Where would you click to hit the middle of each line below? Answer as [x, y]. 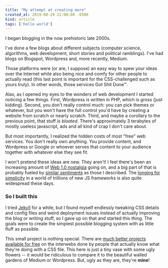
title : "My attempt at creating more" [46, 10]
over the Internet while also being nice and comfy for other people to [76, 74]
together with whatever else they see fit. [47, 152]
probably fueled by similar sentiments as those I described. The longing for [83, 173]
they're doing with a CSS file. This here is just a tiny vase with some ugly [80, 249]
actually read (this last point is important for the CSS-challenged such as [80, 79]
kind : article [20, 19]
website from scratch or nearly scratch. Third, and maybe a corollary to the [83, 116]
